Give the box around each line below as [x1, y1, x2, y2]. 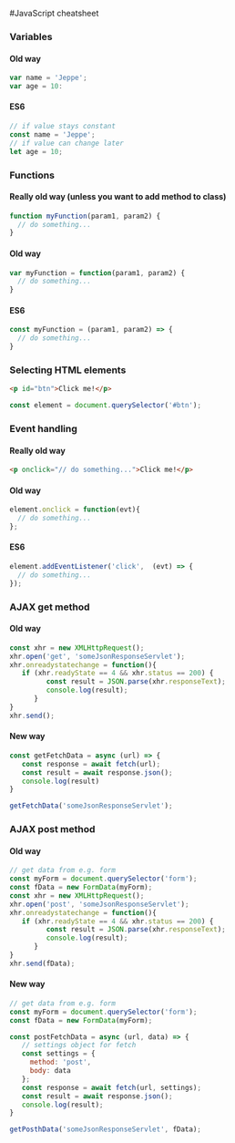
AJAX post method [9, 823, 96, 836]
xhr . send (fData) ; [9, 959, 76, 968]
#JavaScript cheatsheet [9, 8, 99, 18]
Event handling [9, 422, 77, 435]
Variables [9, 30, 53, 43]
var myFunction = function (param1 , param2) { [9, 268, 185, 277]
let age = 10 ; [9, 147, 64, 156]
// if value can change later [9, 139, 125, 148]
